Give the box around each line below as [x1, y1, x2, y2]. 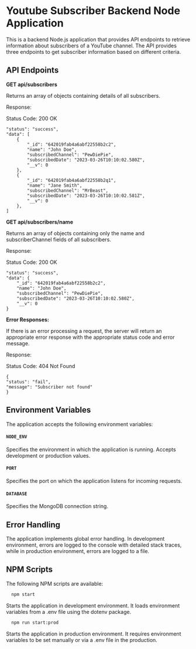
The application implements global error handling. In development [6, 535, 165, 542]
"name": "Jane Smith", [27, 183, 82, 188]
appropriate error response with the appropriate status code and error [6, 334, 175, 341]
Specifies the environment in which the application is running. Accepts [6, 446, 177, 453]
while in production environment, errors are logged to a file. [6, 547, 150, 554]
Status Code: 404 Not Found [6, 362, 75, 369]
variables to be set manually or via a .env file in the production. [6, 636, 158, 643]
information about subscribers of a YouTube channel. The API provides [6, 42, 177, 49]
